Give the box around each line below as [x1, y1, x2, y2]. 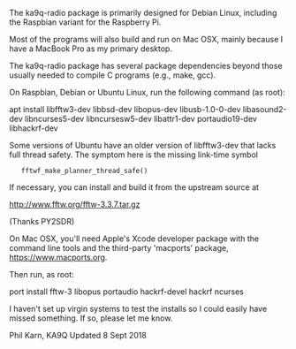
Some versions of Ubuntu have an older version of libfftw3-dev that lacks [9, 140, 277, 150]
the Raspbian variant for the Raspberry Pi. [9, 17, 162, 27]
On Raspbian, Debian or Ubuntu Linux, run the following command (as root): [9, 87, 285, 97]
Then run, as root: [9, 269, 75, 279]
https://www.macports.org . [9, 252, 108, 262]
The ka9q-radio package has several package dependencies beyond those [9, 61, 283, 71]
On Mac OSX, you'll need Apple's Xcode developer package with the [9, 233, 260, 244]
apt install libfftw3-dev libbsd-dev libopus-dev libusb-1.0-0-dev [9, 104, 241, 114]
